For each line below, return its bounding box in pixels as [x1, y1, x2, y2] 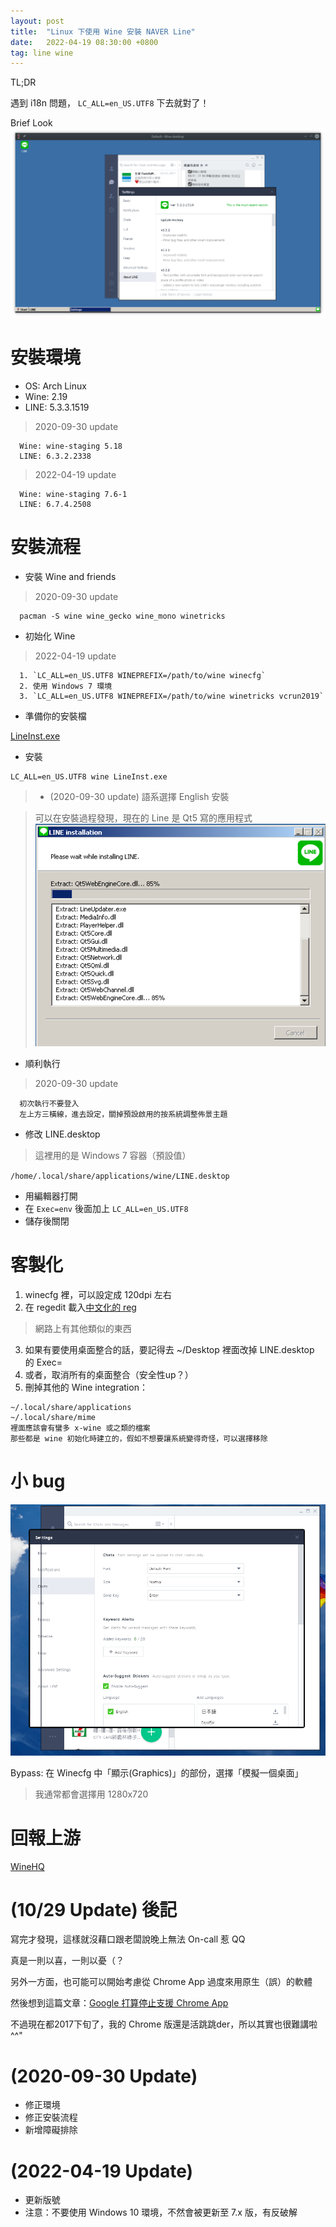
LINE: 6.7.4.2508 [19, 499, 92, 509]
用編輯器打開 [24, 1190, 78, 1202]
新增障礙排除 [24, 2124, 78, 2136]
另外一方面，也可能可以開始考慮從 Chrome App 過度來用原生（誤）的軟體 [10, 1976, 313, 1988]
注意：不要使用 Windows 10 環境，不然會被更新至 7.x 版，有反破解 [24, 2206, 298, 2219]
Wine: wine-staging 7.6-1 [19, 489, 128, 499]
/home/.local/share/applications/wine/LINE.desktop [10, 1171, 230, 1182]
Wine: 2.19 [24, 390, 68, 402]
